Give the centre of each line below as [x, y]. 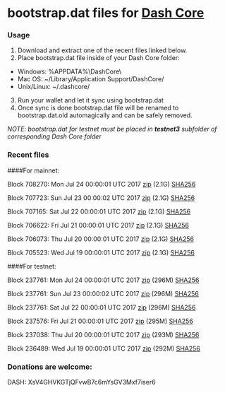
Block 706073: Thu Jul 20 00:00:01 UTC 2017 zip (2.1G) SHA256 [101, 239]
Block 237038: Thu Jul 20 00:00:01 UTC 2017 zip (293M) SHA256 [103, 334]
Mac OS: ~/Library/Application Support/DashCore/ [91, 79]
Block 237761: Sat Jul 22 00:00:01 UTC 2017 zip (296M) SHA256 [102, 307]
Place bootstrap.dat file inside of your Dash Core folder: [98, 58]
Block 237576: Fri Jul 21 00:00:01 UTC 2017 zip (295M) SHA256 [101, 321]
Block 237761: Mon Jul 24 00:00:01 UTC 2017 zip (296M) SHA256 [103, 280]
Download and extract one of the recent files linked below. [102, 50]
